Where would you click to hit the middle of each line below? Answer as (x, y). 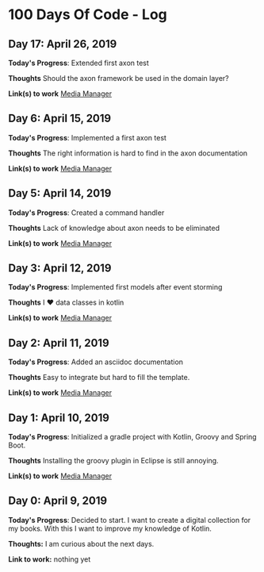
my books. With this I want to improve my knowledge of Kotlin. (110, 528)
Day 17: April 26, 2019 (63, 44)
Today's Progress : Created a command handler (86, 213)
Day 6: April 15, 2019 (60, 119)
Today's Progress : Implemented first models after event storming (115, 287)
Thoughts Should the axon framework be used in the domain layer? (119, 78)
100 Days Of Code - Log (88, 15)
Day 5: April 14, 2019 (60, 193)
